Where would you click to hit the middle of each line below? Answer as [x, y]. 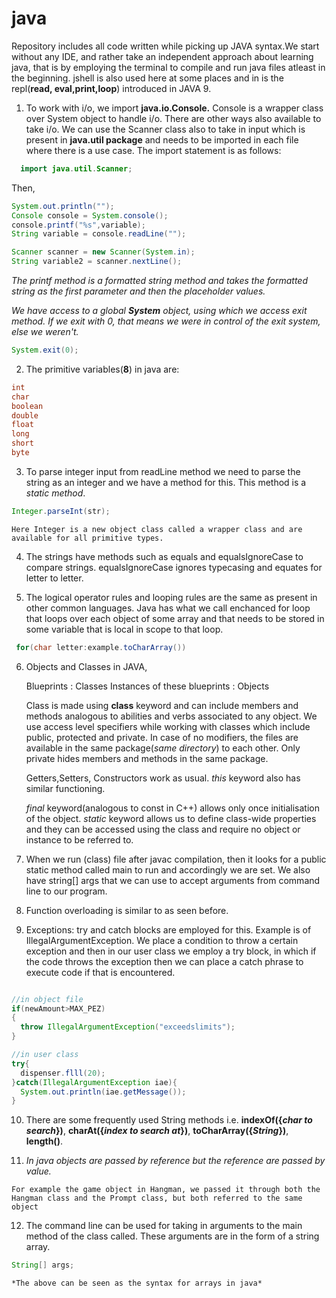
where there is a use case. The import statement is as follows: [153, 150]
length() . [44, 1141]
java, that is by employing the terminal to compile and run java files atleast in [168, 67]
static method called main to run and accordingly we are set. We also [168, 869]
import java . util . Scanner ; [76, 168]
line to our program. [66, 891]
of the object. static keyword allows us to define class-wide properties [171, 818]
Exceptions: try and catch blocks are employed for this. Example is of [168, 929]
